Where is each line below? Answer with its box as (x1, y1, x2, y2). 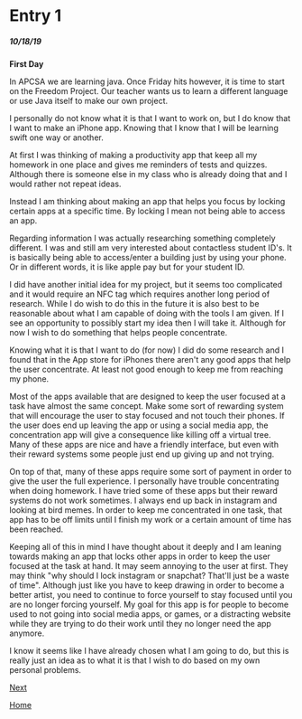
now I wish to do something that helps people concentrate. (9, 327, 228, 338)
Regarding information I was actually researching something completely (9, 232, 277, 244)
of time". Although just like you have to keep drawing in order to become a (9, 580, 285, 591)
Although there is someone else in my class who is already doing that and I (9, 169, 288, 180)
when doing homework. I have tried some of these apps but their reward (9, 486, 278, 497)
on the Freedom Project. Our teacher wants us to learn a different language (9, 86, 288, 97)
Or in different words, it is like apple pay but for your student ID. (9, 261, 245, 272)
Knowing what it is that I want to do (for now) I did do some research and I (9, 345, 284, 355)
